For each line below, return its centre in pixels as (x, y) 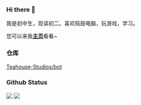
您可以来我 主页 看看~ (32, 36)
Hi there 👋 (21, 10)
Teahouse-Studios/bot (34, 67)
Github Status (27, 82)
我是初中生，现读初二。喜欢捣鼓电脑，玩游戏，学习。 (72, 23)
